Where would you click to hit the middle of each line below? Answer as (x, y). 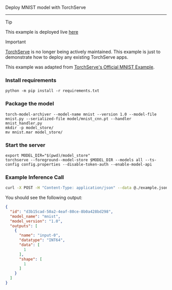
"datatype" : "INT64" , (42, 240)
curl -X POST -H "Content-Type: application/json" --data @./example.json (87, 188)
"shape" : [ (30, 259)
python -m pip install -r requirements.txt (52, 91)
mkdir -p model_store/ (29, 128)
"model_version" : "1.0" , (36, 221)
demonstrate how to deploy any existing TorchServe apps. (67, 57)
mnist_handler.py (24, 123)
